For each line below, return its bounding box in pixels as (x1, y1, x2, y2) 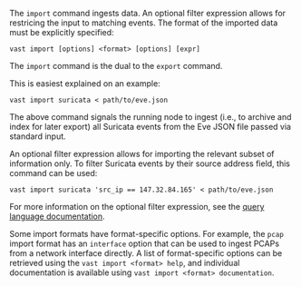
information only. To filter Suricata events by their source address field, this (9, 158, 290, 169)
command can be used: (9, 168, 98, 178)
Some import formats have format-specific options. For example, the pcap (9, 229, 284, 239)
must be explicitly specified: (9, 27, 115, 37)
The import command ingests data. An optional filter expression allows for (9, 8, 286, 18)
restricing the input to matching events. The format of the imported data (9, 17, 278, 28)
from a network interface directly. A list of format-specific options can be (9, 248, 283, 258)
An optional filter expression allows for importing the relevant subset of (9, 149, 275, 159)
